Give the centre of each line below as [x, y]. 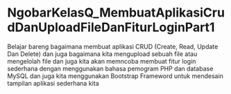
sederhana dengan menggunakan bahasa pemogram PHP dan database [110, 68]
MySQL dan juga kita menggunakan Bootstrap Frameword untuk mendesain [115, 76]
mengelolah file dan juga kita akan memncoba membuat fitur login [102, 61]
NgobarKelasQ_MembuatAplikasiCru [116, 13]
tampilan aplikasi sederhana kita [53, 83]
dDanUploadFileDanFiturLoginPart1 [111, 27]
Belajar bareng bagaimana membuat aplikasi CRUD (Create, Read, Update [113, 46]
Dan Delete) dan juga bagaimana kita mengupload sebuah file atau [102, 54]
